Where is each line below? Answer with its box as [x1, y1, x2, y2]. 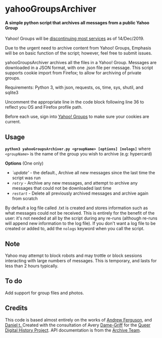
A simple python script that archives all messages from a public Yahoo [5, 19, 150, 25]
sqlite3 [5, 90, 18, 96]
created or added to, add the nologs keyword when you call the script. [5, 226, 145, 232]
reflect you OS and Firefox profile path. [5, 104, 83, 110]
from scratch [12, 196, 38, 202]
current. [5, 119, 21, 125]
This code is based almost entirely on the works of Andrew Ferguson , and [5, 317, 152, 322]
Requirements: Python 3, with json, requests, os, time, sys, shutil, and [5, 84, 144, 90]
